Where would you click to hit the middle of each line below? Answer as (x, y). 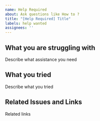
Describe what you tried (29, 87)
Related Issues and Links (43, 102)
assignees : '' (20, 28)
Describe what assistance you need (41, 59)
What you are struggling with (50, 48)
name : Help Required (26, 10)
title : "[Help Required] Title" (38, 19)
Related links (18, 114)
